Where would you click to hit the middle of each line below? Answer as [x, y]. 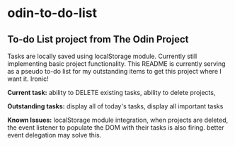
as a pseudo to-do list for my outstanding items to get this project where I [114, 71]
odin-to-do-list [52, 13]
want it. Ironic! [28, 79]
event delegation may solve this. [55, 135]
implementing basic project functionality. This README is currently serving [116, 64]
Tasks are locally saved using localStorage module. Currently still [102, 56]
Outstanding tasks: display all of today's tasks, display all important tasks [115, 106]
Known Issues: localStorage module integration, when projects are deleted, [118, 120]
